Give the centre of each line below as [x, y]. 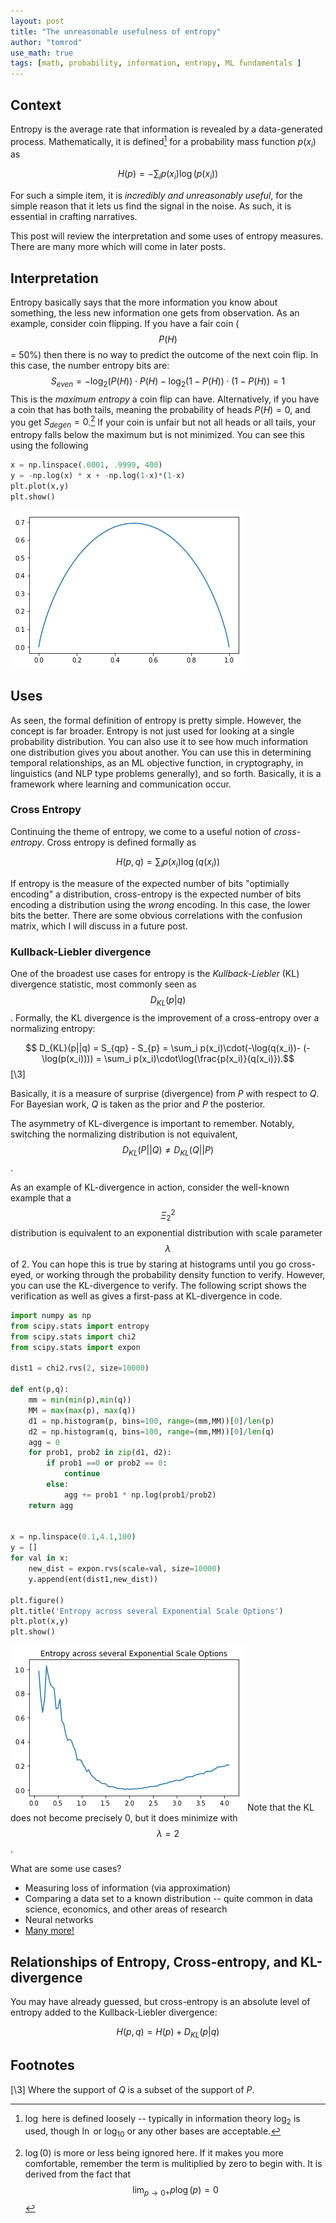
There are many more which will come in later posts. [118, 247]
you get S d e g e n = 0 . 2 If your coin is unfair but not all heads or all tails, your [163, 422]
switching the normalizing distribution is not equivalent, [124, 1134]
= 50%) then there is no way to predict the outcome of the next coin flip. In [164, 354]
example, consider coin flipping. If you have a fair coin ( [125, 323]
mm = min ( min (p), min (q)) [80, 1400]
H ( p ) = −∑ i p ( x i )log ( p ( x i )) [168, 175]
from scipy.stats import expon [75, 1347]
